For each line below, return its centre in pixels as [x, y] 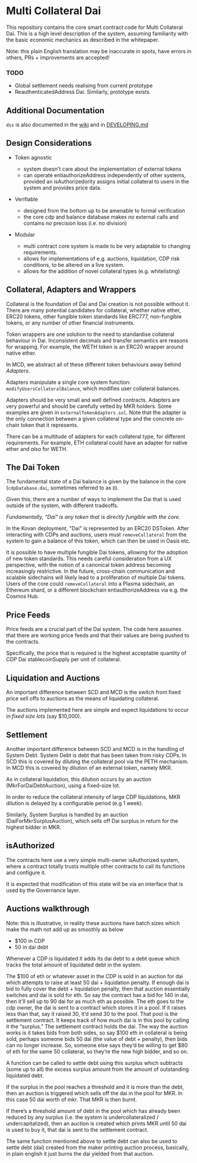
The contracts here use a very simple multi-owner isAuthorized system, [93, 860]
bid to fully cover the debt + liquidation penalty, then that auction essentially [98, 989]
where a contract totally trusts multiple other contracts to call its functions [96, 866]
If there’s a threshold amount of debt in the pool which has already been [93, 1110]
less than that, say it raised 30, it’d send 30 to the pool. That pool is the [92, 1014]
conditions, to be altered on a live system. [74, 264]
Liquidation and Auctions [53, 678]
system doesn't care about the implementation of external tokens [102, 169]
